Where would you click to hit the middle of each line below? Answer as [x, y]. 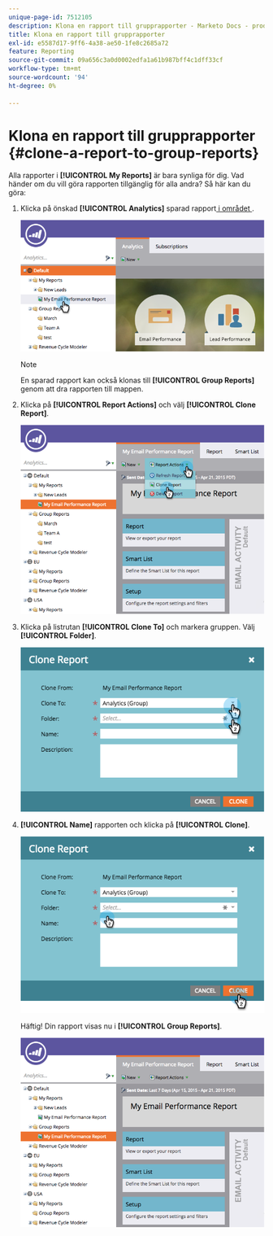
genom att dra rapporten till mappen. [82, 389]
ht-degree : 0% [32, 85]
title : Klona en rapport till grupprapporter [87, 34]
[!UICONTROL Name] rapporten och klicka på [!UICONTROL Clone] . [135, 825]
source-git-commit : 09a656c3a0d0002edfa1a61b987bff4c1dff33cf [116, 60]
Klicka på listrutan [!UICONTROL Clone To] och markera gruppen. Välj [137, 627]
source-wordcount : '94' [49, 77]
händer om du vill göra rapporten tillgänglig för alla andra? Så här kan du [130, 184]
